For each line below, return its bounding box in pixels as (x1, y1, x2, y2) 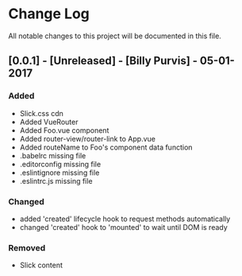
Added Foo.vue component (19, 125, 109, 135)
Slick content (19, 260, 63, 270)
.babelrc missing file (19, 150, 86, 160)
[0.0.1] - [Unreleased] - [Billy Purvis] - (8, 54, 198, 68)
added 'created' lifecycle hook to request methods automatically (19, 214, 231, 224)
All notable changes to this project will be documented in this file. (8, 31, 222, 41)
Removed (8, 242, 46, 253)
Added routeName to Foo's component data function (19, 142, 193, 152)
